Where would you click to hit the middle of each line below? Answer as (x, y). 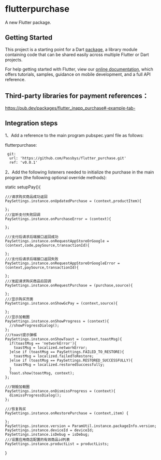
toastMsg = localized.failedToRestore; (54, 356)
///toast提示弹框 (21, 335)
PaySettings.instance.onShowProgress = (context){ (57, 322)
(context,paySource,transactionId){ (42, 268)
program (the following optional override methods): (56, 178)
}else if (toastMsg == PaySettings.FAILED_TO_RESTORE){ (67, 352)
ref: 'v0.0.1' (23, 163)
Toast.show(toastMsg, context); (42, 373)
